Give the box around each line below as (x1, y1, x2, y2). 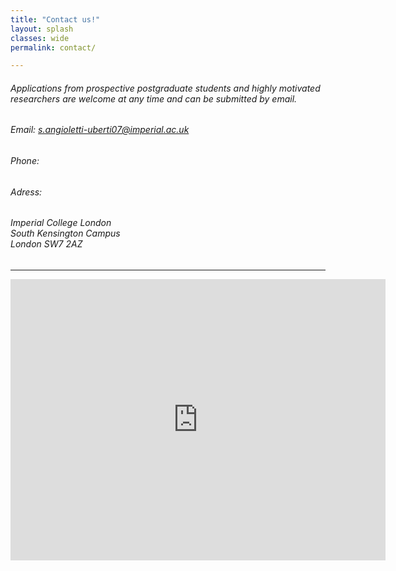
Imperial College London (10, 217, 112, 229)
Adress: (10, 186, 43, 198)
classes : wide (10, 33, 70, 43)
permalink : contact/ (10, 42, 97, 53)
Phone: (10, 155, 40, 167)
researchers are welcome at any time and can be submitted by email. (10, 92, 298, 105)
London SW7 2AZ (10, 238, 83, 250)
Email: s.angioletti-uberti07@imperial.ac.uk (10, 124, 190, 136)
